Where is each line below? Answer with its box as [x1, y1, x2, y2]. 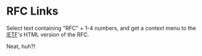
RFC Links [6, 4, 58, 18]
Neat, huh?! [6, 43, 36, 50]
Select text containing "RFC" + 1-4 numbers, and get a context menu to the [6, 24, 196, 32]
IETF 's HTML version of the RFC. [6, 30, 90, 38]
